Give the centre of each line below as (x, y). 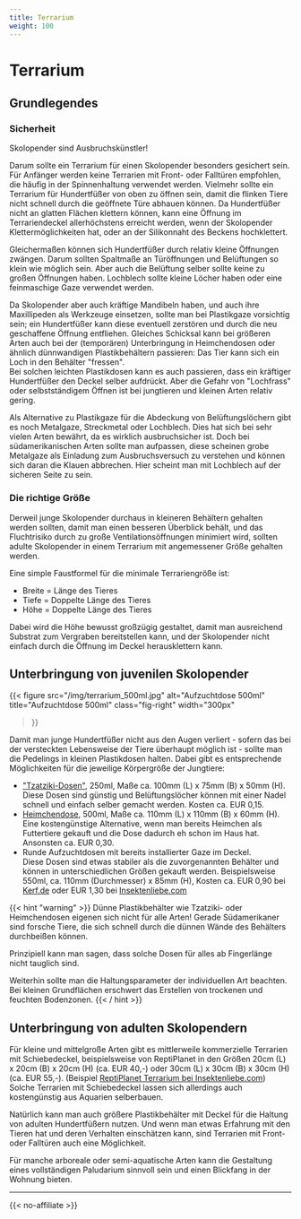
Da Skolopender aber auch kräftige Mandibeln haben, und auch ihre (134, 305)
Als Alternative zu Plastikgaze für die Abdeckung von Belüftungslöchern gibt (150, 418)
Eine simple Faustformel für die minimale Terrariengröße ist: (120, 573)
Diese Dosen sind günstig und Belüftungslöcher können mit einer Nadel (154, 795)
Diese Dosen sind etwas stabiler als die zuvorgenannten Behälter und (150, 862)
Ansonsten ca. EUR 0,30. (68, 843)
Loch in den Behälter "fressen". (67, 362)
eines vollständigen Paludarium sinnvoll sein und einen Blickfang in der (140, 1170)
